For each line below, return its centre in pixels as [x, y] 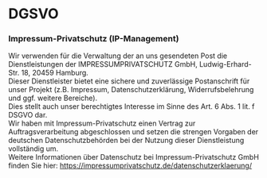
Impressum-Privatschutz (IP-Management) [94, 39]
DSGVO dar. [28, 115]
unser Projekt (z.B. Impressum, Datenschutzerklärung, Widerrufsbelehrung [131, 90]
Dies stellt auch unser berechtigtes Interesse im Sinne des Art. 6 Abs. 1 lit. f [132, 106]
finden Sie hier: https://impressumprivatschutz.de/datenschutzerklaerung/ [130, 166]
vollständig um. [33, 149]
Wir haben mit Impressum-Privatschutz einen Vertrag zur [102, 123]
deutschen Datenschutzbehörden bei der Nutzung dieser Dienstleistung [126, 141]
